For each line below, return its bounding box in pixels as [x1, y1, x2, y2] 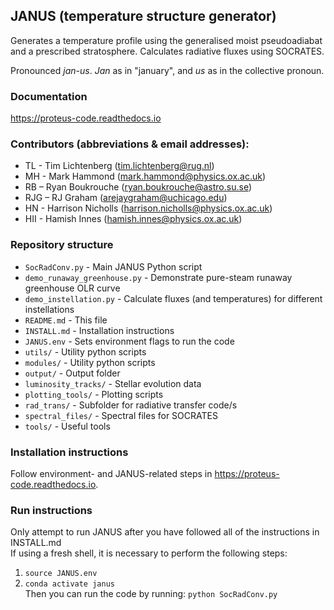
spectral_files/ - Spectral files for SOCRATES [24, 409, 218, 421]
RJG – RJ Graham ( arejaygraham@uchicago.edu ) [24, 192, 228, 204]
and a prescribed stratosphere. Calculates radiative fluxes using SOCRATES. [10, 45, 325, 57]
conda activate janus [24, 579, 115, 589]
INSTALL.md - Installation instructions [24, 324, 175, 336]
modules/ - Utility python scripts [24, 356, 156, 368]
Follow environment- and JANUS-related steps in [10, 468, 213, 479]
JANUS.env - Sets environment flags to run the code [24, 335, 235, 347]
